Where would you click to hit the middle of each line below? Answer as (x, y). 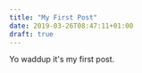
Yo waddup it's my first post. (62, 60)
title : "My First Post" (54, 17)
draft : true (31, 34)
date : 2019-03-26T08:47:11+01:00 (71, 26)
